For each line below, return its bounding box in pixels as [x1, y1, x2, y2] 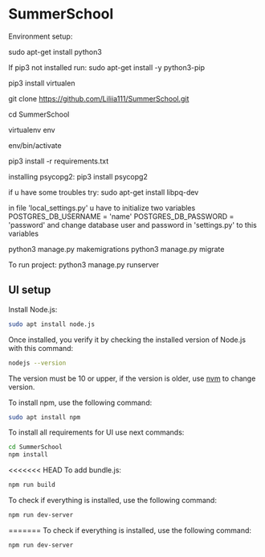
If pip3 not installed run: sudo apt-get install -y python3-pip [8, 62, 206, 72]
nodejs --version [8, 359, 67, 367]
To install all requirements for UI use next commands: [8, 427, 185, 437]
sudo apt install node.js [8, 320, 95, 328]
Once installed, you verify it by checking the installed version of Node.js [8, 335, 247, 345]
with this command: [8, 343, 74, 353]
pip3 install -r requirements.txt [8, 156, 109, 166]
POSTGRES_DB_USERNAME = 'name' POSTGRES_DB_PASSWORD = [8, 211, 234, 221]
